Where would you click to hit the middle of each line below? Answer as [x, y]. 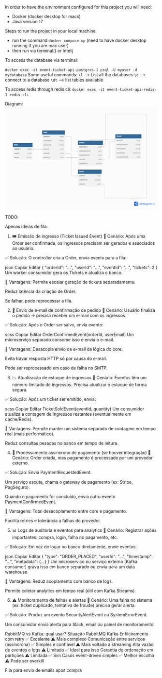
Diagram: [14, 104]
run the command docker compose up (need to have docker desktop [79, 40]
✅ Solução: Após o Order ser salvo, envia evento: [54, 325]
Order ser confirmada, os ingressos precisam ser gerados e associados [83, 243]
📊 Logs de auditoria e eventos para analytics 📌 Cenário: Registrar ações [84, 530]
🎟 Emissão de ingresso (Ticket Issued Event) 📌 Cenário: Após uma [79, 236]
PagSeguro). [17, 487]
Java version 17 [28, 22]
